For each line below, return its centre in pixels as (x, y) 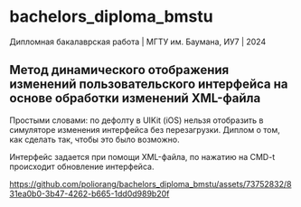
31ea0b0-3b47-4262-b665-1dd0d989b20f (89, 193)
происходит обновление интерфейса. (82, 166)
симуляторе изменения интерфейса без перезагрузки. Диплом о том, (145, 129)
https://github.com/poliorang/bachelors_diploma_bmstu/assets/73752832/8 (150, 183)
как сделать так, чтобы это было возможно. (94, 139)
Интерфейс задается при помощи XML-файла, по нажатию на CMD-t (142, 156)
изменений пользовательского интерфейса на (149, 85)
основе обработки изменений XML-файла (135, 98)
